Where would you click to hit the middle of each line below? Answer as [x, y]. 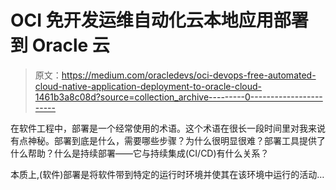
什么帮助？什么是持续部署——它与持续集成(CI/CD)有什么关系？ [140, 153]
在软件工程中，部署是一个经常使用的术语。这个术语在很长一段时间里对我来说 [168, 128]
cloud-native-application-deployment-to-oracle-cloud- [148, 86]
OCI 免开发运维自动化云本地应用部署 [159, 20]
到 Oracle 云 [60, 45]
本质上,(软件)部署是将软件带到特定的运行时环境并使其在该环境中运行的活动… [167, 174]
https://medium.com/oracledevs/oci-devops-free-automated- [189, 75]
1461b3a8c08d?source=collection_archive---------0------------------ [178, 97]
